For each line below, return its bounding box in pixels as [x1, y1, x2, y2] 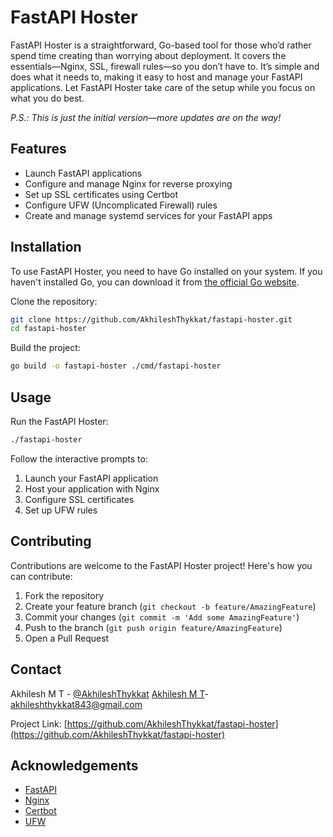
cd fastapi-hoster [10, 324, 87, 334]
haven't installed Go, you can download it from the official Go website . [10, 276, 300, 288]
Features [10, 141, 67, 158]
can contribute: [10, 570, 73, 582]
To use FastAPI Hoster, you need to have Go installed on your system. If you [10, 265, 323, 277]
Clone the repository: [10, 295, 98, 307]
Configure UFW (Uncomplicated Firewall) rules [24, 199, 218, 211]
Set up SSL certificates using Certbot [24, 188, 179, 200]
